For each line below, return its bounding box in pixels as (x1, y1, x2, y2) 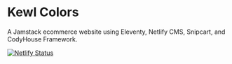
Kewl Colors (7, 4, 79, 20)
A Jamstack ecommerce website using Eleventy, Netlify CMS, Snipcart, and (7, 27, 226, 36)
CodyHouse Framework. (7, 34, 78, 43)
